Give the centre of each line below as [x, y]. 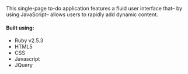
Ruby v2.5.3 [29, 40]
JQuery [24, 65]
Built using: [20, 28]
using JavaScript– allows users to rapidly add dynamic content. [82, 14]
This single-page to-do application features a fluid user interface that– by [94, 8]
